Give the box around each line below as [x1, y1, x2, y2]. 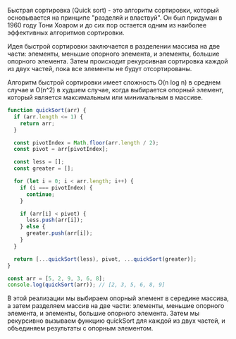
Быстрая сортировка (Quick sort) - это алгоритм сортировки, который [7, 6, 220, 14]
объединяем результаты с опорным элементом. [7, 324, 154, 333]
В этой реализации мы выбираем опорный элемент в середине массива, [7, 294, 229, 302]
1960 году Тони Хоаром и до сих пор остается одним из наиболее [7, 21, 206, 29]
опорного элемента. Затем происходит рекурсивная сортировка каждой [7, 57, 228, 66]
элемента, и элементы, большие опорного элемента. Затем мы [7, 309, 199, 318]
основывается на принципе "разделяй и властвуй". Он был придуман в [7, 13, 223, 22]
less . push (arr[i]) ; [25, 216, 83, 224]
